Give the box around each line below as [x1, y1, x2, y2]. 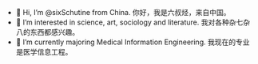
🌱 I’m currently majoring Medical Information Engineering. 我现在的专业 [15, 37, 250, 47]
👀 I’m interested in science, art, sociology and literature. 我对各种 [15, 17, 229, 27]
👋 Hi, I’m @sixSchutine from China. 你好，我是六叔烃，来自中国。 [15, 8, 231, 17]
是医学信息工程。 [15, 47, 73, 56]
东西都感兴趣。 [30, 28, 80, 36]
